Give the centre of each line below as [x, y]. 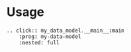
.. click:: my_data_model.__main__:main [66, 31]
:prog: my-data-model [50, 36]
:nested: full [39, 42]
